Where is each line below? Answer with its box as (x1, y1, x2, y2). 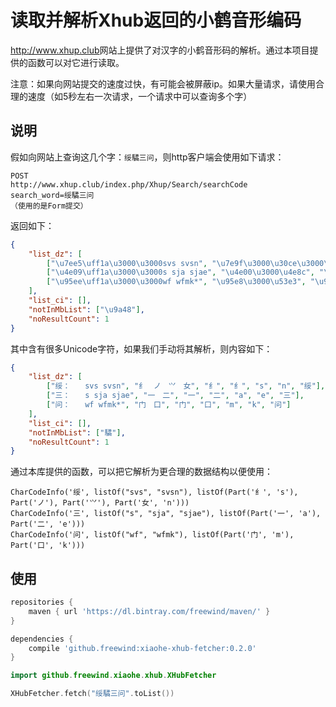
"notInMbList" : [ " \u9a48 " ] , (28, 304, 145, 315)
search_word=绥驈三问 (10, 190, 95, 200)
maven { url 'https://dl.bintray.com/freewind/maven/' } (28, 606, 271, 616)
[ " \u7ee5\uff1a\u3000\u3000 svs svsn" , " (46, 258, 217, 268)
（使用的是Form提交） (10, 201, 88, 211)
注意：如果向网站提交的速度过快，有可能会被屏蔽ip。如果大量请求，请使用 (10, 77, 316, 90)
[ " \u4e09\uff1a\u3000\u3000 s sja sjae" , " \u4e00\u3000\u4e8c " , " (46, 267, 325, 278)
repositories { (10, 597, 74, 608)
